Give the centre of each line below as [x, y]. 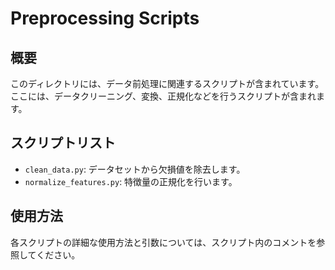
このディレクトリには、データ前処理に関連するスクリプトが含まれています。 [167, 83]
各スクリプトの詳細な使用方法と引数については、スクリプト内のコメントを [163, 242]
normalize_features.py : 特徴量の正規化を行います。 [131, 181]
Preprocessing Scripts [105, 18]
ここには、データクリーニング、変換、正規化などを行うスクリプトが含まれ [163, 96]
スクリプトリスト [63, 143]
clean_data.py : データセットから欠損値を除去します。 [135, 169]
